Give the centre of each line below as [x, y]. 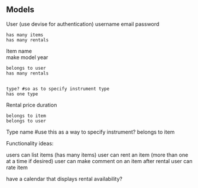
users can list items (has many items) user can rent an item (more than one [97, 155]
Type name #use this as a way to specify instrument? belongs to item [90, 132]
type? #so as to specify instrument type [58, 89]
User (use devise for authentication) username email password [83, 24]
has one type [22, 94]
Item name [19, 51]
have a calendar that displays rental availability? [64, 179]
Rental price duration [32, 105]
